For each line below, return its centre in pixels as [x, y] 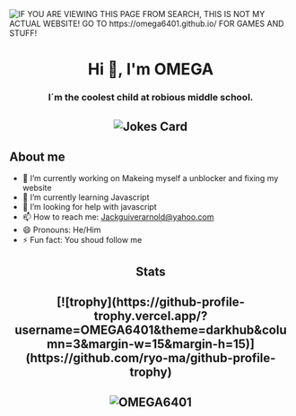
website [37, 188]
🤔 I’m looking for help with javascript [89, 207]
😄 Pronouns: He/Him [61, 230]
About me [37, 156]
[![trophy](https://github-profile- [151, 303]
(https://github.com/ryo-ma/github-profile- [151, 358]
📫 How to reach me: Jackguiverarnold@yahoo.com [118, 217]
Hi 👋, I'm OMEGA [151, 69]
